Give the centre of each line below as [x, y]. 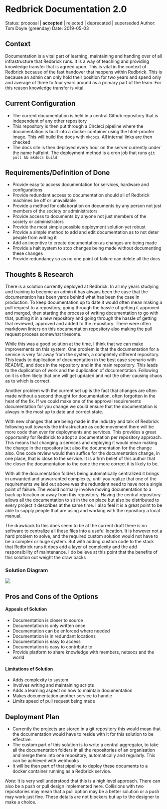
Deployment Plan [32, 717]
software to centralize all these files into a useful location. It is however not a [84, 531]
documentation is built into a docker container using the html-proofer [83, 131]
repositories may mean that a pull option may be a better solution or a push [82, 792]
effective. [22, 740]
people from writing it [34, 237]
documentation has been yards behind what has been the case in [72, 297]
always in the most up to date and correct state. [54, 412]
